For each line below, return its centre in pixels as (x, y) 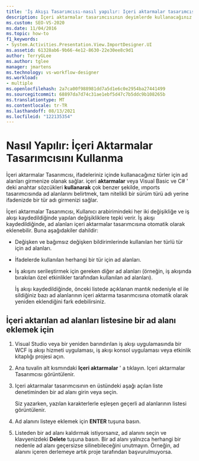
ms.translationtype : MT (36, 100)
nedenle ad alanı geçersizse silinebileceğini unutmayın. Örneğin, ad (97, 445)
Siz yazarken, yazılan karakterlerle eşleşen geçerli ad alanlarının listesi (100, 403)
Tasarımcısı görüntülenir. (45, 374)
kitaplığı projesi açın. (40, 356)
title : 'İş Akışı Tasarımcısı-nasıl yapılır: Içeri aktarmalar (86, 12)
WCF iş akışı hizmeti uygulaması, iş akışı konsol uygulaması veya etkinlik (103, 350)
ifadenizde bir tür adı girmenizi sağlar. (52, 200)
